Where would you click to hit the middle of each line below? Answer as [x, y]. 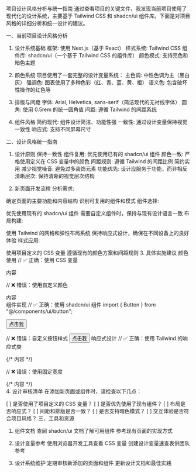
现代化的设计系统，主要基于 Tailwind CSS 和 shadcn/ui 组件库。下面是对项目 [98, 16]
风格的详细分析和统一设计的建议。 [47, 23]
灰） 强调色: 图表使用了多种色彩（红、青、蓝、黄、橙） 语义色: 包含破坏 [101, 82]
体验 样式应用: [23, 240]
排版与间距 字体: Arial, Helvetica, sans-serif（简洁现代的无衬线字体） [97, 102]
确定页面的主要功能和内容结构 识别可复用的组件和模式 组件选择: [82, 201]
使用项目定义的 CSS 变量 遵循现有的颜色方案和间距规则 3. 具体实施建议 [92, 253]
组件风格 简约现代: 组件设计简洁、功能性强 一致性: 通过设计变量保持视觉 [101, 122]
